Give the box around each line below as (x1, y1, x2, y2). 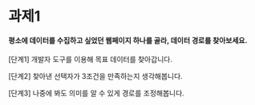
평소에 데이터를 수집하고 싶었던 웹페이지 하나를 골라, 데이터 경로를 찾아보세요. (8, 35, 248, 45)
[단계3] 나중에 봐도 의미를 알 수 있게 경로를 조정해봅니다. (8, 88, 184, 98)
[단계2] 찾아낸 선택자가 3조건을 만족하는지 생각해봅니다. (8, 72, 183, 81)
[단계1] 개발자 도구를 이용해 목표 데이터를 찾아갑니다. (8, 55, 172, 64)
